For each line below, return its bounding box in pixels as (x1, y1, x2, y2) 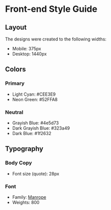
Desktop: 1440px (12, 51, 47, 57)
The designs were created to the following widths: (5, 36, 107, 42)
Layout (5, 23, 27, 32)
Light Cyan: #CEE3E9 (12, 91, 56, 97)
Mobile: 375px (12, 46, 41, 51)
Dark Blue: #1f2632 (12, 130, 52, 136)
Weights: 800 (12, 199, 40, 205)
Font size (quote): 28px (12, 171, 59, 176)
